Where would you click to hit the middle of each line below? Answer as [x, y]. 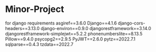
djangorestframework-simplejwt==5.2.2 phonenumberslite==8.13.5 [74, 33]
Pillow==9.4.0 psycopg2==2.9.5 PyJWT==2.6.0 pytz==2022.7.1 [70, 39]
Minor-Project [35, 9]
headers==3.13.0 [22, 28]
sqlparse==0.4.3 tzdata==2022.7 [39, 44]
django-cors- [132, 23]
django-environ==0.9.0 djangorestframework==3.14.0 [96, 28]
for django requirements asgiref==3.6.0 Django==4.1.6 [61, 23]
